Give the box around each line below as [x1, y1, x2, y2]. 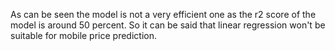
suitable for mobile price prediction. [10, 30, 157, 41]
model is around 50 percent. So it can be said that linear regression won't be [10, 19, 326, 31]
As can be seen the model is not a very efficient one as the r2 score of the [10, 9, 317, 20]
